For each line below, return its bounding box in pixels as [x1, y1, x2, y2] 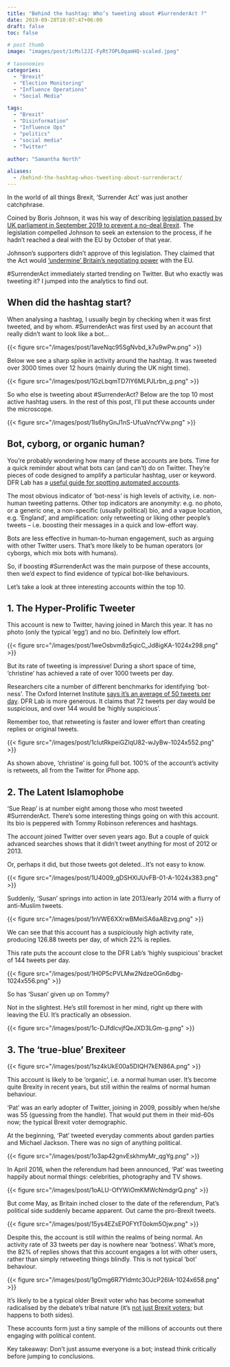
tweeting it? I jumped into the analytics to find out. [7, 277, 149, 285]
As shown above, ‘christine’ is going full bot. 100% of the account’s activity [7, 759, 219, 767]
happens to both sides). [7, 1311, 74, 1320]
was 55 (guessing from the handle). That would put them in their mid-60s [7, 1111, 215, 1119]
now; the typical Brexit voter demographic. [7, 1118, 128, 1126]
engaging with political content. [7, 1331, 96, 1340]
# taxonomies [7, 60, 45, 67]
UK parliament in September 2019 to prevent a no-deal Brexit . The [7, 221, 194, 229]
